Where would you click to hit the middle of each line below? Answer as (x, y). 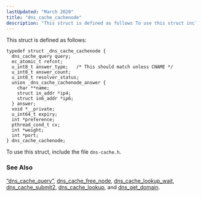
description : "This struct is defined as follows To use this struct (95, 23)
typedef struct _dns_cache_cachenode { (56, 51)
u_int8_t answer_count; (41, 72)
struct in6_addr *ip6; (45, 99)
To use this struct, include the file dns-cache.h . (64, 152)
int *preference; (33, 120)
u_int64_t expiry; (35, 114)
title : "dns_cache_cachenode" (44, 17)
